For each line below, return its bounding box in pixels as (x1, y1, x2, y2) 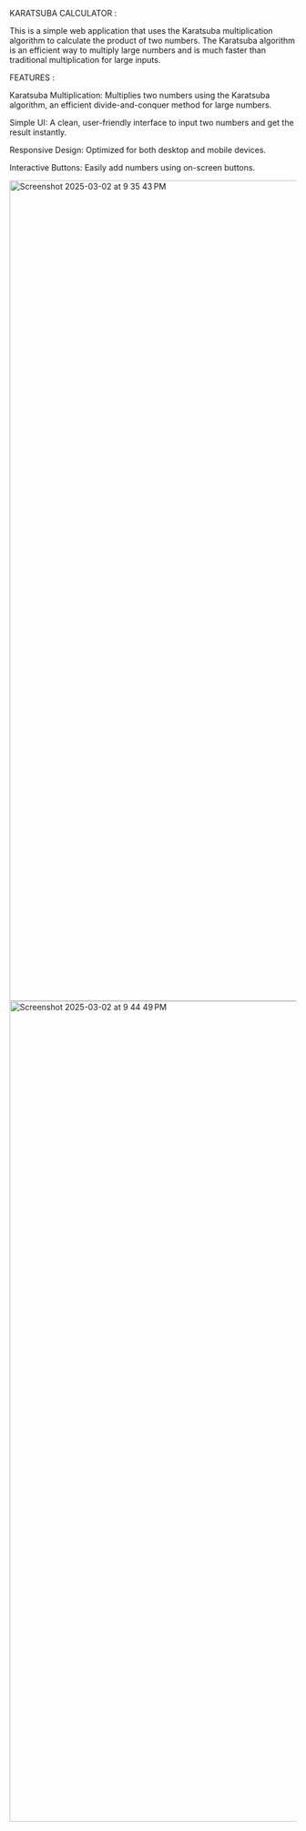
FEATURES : (9, 72, 55, 83)
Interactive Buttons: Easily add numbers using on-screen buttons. (9, 162, 256, 172)
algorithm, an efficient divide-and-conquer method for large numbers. (9, 99, 272, 110)
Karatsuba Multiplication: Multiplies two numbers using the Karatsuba (9, 90, 270, 100)
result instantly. (9, 127, 67, 138)
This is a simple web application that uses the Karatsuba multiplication (9, 26, 273, 36)
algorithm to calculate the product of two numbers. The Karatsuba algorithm (9, 36, 296, 46)
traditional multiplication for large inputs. (9, 55, 161, 65)
